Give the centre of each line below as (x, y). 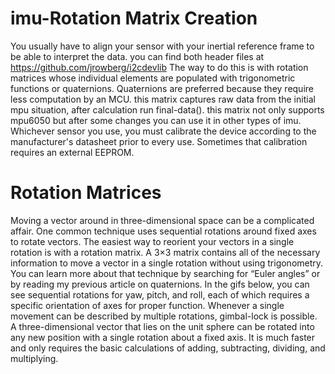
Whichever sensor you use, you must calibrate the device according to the (163, 131)
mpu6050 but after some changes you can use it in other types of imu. (156, 120)
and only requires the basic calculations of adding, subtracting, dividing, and (168, 348)
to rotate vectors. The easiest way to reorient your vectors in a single (152, 241)
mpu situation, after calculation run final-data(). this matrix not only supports (167, 109)
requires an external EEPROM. (72, 152)
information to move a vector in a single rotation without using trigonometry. (167, 263)
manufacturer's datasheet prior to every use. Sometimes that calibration (159, 141)
